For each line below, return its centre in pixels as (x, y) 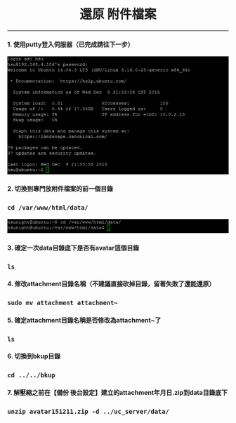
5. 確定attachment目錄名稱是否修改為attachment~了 (84, 320)
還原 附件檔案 (118, 14)
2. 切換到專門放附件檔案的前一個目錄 (60, 189)
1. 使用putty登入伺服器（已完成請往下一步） (71, 44)
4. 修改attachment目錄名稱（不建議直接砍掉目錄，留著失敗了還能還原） (111, 284)
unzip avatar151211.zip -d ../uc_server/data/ (88, 411)
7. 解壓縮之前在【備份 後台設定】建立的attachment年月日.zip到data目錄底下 (118, 392)
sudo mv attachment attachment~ (63, 303)
